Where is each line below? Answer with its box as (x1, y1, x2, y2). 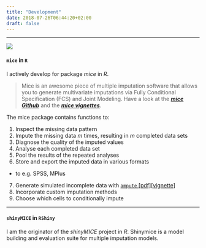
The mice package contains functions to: (6, 113, 110, 121)
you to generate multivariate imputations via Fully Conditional (21, 88, 177, 96)
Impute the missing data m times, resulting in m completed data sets (15, 132, 188, 139)
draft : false (6, 20, 40, 26)
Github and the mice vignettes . (21, 102, 102, 109)
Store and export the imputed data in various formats (15, 157, 149, 165)
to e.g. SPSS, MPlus (15, 170, 66, 177)
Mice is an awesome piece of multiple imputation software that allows (21, 82, 198, 89)
